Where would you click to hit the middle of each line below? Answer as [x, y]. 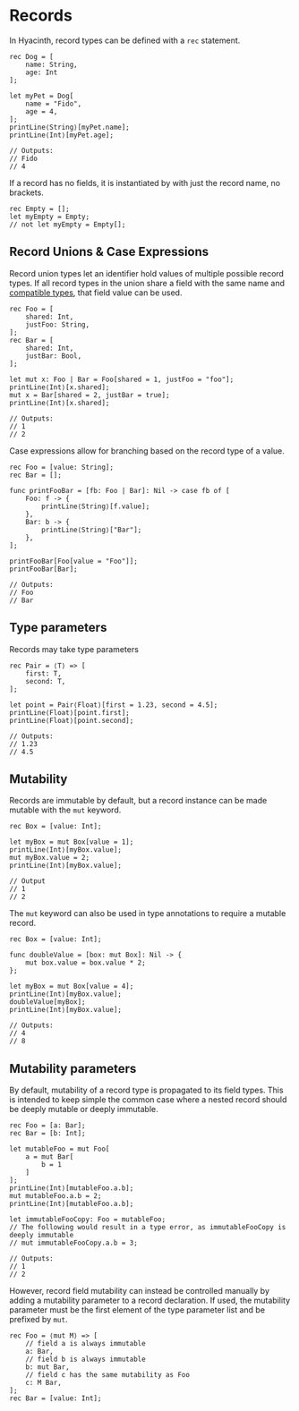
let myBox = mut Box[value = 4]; [72, 986]
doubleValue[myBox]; [48, 1002]
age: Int [42, 72]
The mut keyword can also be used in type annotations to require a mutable [148, 914]
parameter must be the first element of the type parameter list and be [137, 1310]
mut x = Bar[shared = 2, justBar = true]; [90, 395]
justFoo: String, [58, 324]
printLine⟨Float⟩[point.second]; [72, 720]
